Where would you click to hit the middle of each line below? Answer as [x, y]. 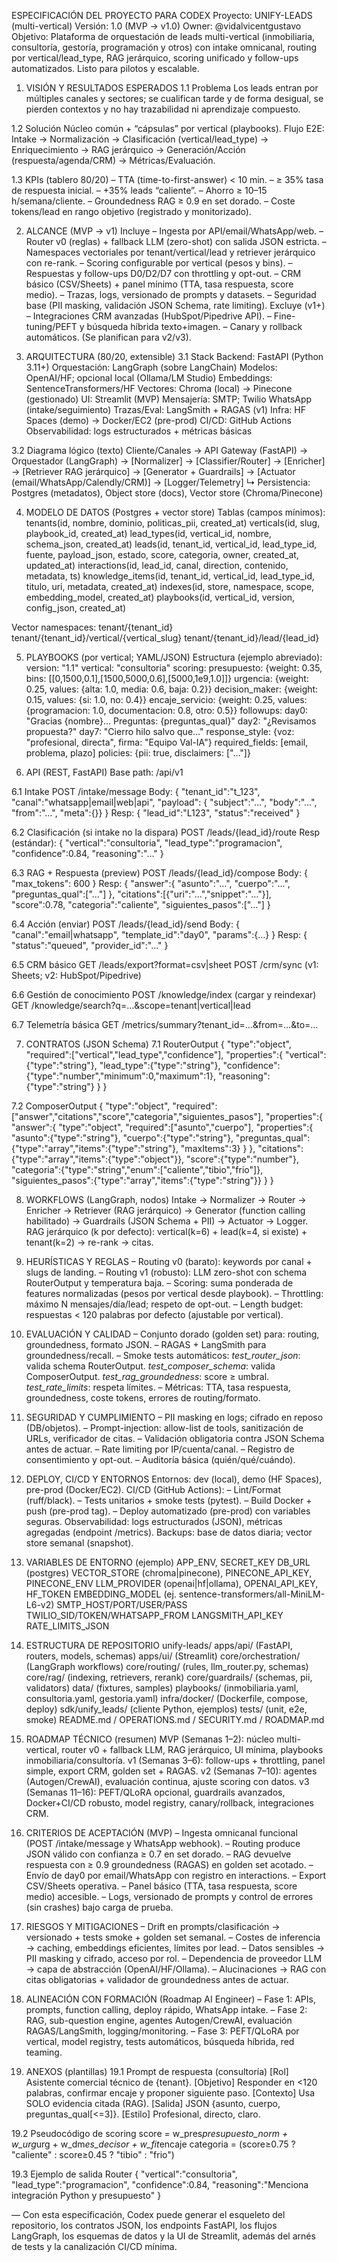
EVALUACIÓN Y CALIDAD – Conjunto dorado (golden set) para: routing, [172, 1334]
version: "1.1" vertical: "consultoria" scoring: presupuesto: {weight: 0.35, [174, 668]
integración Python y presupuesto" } [86, 2195]
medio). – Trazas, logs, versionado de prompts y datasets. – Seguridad [171, 294]
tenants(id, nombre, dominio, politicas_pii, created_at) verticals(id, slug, [173, 523]
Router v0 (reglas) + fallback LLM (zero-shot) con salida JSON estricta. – [176, 241]
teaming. [44, 2052]
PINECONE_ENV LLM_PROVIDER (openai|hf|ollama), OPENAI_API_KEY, [172, 1583]
